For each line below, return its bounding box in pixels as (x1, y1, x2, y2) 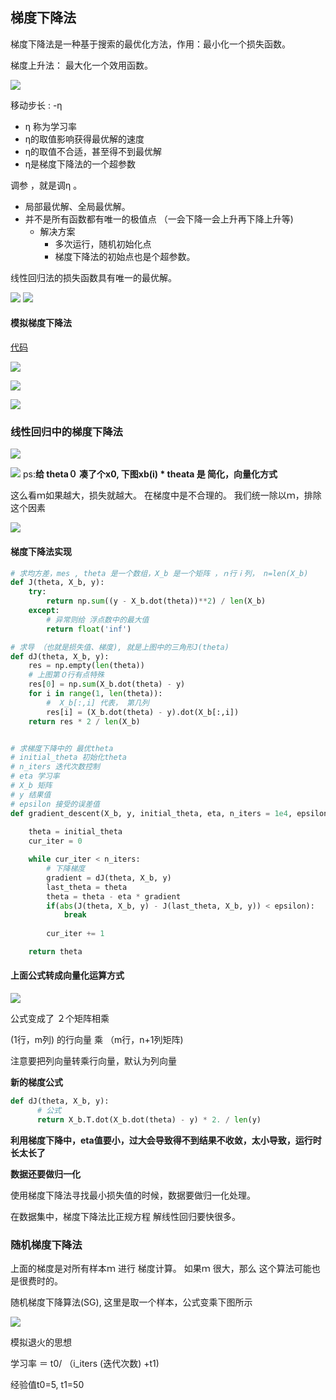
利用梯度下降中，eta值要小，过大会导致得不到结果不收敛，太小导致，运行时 (10, 1134, 322, 1146)
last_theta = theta (46, 882, 128, 892)
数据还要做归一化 (10, 1168, 81, 1180)
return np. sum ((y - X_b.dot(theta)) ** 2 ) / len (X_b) (46, 596, 267, 607)
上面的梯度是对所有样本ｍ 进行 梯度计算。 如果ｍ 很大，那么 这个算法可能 (10, 1263, 312, 1275)
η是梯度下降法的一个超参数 (24, 158, 137, 170)
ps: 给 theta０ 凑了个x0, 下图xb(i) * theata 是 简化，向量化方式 (22, 468, 278, 480)
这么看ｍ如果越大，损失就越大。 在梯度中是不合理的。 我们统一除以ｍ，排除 (10, 489, 322, 502)
